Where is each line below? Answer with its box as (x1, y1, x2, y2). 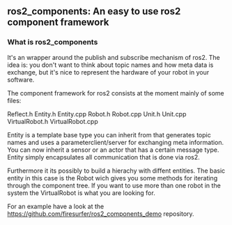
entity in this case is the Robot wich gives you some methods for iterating (7, 173, 218, 182)
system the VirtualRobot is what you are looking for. (7, 188, 155, 197)
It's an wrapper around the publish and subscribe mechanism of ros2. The (7, 53, 221, 61)
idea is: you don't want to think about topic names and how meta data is (7, 61, 214, 69)
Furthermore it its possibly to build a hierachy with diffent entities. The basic (7, 166, 226, 175)
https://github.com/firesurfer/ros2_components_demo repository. (7, 209, 194, 218)
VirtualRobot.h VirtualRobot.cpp (7, 117, 99, 125)
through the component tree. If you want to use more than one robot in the (7, 181, 221, 189)
